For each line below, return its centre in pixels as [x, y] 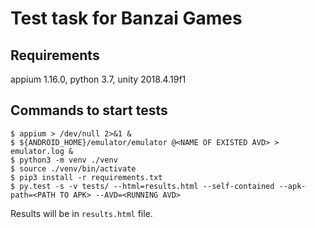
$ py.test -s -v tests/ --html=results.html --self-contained [142, 186]
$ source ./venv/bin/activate [73, 168]
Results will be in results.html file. [81, 213]
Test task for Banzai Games [126, 18]
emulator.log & [42, 151]
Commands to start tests [89, 110]
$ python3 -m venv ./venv [64, 160]
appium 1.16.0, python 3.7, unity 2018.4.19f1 [98, 79]
